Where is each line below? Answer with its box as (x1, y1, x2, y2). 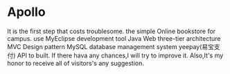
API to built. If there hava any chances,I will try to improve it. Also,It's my (17, 51, 224, 59)
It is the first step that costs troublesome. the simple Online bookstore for (7, 27, 216, 35)
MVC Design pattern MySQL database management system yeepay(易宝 (7, 42, 215, 50)
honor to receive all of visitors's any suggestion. (7, 59, 144, 67)
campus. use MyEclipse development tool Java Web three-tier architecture (7, 34, 221, 42)
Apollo (7, 4, 46, 20)
